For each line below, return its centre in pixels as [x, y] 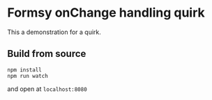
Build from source [47, 54]
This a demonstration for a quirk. [54, 32]
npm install [24, 70]
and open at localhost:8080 [47, 89]
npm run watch [28, 76]
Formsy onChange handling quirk [106, 13]
